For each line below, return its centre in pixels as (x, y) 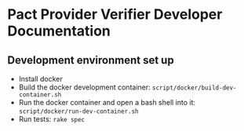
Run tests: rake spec (52, 119)
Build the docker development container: (84, 87)
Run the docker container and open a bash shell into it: (107, 102)
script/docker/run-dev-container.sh (78, 111)
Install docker (41, 79)
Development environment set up (91, 60)
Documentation (59, 31)
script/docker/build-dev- (194, 88)
